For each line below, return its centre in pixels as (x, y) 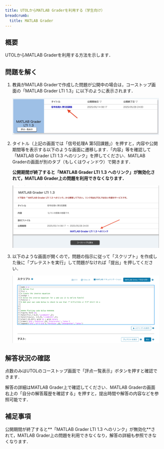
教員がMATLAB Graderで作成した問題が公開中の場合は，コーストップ (82, 85)
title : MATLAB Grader (31, 21)
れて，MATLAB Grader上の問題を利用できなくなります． (69, 178)
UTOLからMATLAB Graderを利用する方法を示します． (59, 55)
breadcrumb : (17, 15)
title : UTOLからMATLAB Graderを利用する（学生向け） (55, 10)
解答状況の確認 (28, 358)
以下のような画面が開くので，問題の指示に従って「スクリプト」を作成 (82, 256)
